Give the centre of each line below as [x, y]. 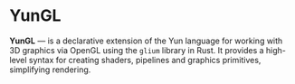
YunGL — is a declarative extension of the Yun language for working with [146, 41]
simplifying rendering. [50, 70]
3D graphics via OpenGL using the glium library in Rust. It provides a [137, 50]
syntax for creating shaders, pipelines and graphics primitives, [145, 60]
